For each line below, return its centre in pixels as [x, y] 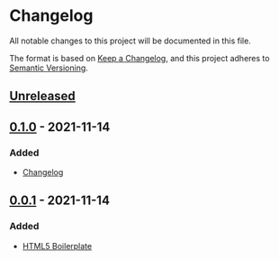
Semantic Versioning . [49, 68]
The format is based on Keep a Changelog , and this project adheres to [139, 58]
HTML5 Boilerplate [57, 246]
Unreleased [43, 96]
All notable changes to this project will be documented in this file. [130, 41]
